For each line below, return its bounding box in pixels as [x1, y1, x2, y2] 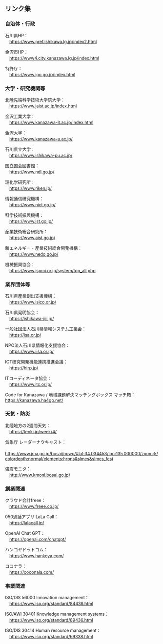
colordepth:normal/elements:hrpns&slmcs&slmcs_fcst [5, 456, 114, 462]
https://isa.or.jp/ [9, 332, 41, 338]
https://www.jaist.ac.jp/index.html [9, 103, 77, 109]
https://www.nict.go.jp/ [9, 201, 56, 207]
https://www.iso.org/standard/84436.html [9, 601, 94, 606]
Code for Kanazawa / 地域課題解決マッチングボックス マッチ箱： [5, 392, 136, 398]
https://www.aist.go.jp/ [9, 235, 56, 241]
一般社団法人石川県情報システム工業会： [5, 326, 86, 332]
